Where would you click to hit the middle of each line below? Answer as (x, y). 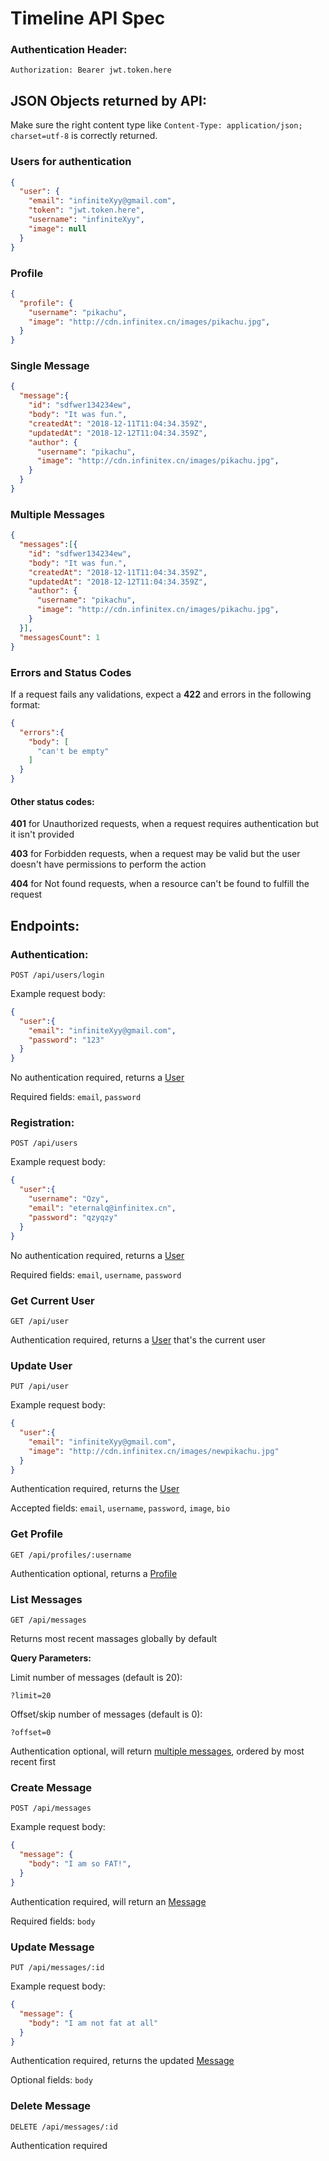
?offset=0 (31, 1733)
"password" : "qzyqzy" (73, 1217)
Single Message (50, 366)
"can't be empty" (73, 751)
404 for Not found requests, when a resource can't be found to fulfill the (160, 884)
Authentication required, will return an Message (108, 1901)
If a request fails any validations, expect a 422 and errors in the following (161, 694)
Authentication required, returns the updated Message (122, 2061)
